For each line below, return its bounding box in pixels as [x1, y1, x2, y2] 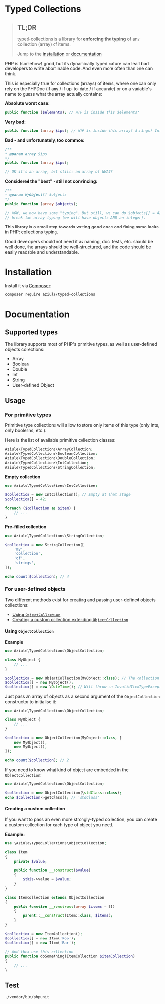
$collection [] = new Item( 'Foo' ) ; [5, 936, 76, 941]
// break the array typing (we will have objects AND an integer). [5, 215, 146, 220]
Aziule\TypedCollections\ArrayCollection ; [5, 447, 93, 452]
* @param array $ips [5, 151, 48, 156]
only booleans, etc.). [5, 427, 47, 433]
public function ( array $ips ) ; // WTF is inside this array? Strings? [5, 128, 153, 133]
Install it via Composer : [5, 283, 52, 289]
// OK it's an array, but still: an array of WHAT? [5, 169, 113, 174]
